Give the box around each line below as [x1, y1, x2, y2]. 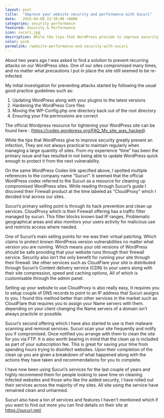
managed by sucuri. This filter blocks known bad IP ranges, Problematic [5, 213, 150, 219]
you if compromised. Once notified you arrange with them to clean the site [5, 331, 155, 336]
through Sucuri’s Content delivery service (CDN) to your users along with [5, 265, 153, 271]
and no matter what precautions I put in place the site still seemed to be [5, 67, 149, 74]
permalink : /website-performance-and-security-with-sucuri [5, 44, 128, 49]
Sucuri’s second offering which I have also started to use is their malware [5, 320, 153, 326]
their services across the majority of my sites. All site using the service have [5, 382, 159, 388]
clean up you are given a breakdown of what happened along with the [5, 352, 146, 358]
